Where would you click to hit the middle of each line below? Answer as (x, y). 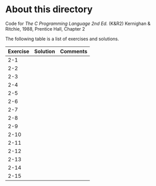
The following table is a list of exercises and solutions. (62, 39)
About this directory (49, 9)
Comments (74, 51)
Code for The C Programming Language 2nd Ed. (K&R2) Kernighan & (78, 23)
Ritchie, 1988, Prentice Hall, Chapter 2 (45, 29)
